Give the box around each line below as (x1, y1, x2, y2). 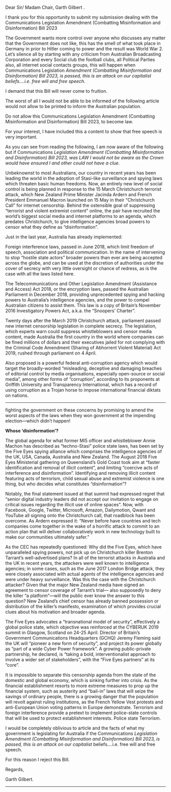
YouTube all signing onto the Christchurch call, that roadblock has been (5, 512, 155, 518)
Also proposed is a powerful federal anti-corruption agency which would (5, 360, 158, 366)
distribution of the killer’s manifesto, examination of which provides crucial (5, 604, 161, 609)
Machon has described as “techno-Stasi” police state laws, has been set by (5, 443, 164, 449)
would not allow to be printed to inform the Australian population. (5, 103, 141, 109)
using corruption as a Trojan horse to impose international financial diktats (5, 387, 161, 393)
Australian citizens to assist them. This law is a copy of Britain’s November (5, 303, 161, 308)
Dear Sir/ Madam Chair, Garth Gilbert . (5, 5, 85, 10)
